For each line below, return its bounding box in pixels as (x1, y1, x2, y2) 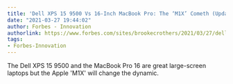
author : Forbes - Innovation (7, 23, 92, 30)
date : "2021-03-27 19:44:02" (7, 17, 92, 24)
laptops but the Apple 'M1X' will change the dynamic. (7, 69, 159, 77)
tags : (7, 36, 23, 43)
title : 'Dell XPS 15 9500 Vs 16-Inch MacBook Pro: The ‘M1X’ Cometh (7, 10, 209, 17)
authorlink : (7, 29, 42, 37)
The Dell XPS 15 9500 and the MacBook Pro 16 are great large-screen (7, 62, 207, 69)
